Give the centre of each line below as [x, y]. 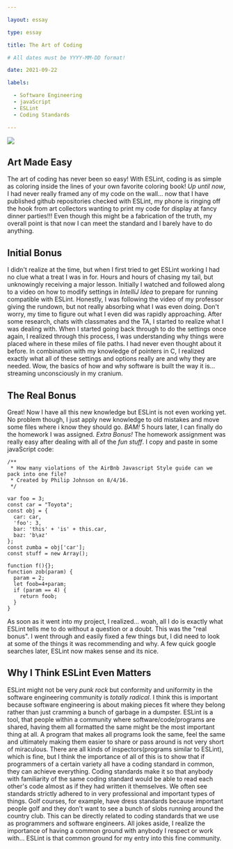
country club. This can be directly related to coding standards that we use [113, 816]
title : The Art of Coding [45, 45]
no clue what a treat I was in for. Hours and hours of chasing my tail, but [110, 277]
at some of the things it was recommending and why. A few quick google [112, 643]
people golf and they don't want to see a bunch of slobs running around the [115, 808]
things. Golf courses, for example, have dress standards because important [115, 801]
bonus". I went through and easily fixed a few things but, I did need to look [114, 636]
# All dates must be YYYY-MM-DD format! [67, 58]
